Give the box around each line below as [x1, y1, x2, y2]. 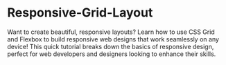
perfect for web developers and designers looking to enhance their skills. [7, 50, 216, 58]
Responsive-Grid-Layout [7, 5, 153, 21]
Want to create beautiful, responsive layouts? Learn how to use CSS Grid [7, 28, 215, 36]
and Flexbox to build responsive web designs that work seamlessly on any [7, 35, 220, 43]
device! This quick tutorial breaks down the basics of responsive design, [7, 42, 214, 50]
